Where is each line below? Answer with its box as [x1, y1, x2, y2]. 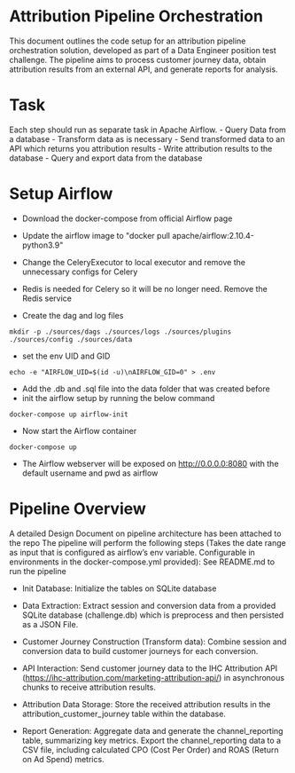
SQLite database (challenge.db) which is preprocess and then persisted [21, 610, 284, 620]
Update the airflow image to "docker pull [21, 230, 171, 241]
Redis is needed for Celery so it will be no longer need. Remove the [21, 283, 268, 294]
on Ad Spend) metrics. [21, 753, 105, 764]
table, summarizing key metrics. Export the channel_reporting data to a [21, 735, 282, 745]
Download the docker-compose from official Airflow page [21, 213, 233, 224]
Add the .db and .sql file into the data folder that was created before [21, 383, 270, 394]
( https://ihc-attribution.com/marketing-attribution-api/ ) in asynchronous [21, 672, 285, 682]
